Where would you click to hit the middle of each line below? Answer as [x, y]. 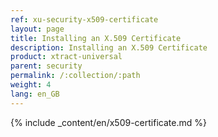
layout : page [37, 29]
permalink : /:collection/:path [75, 76]
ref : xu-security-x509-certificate [84, 19]
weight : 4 [31, 85]
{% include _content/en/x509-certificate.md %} [108, 122]
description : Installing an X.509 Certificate [109, 47]
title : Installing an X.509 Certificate [96, 38]
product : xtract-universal [66, 57]
